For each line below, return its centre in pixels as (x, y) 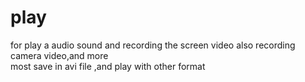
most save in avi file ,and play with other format (108, 66)
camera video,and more (59, 55)
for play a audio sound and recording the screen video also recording (153, 45)
